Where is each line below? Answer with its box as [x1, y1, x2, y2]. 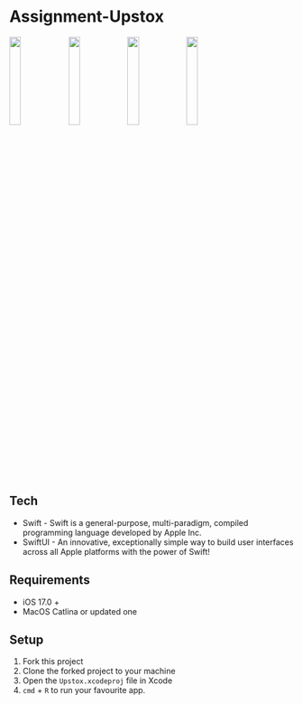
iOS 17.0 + [22, 596, 60, 607]
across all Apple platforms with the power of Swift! [22, 546, 210, 557]
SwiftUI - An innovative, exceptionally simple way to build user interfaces [22, 536, 294, 548]
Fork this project [22, 656, 84, 667]
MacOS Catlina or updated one [22, 605, 138, 616]
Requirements [9, 572, 90, 588]
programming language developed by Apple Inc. [22, 527, 202, 538]
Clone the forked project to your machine [22, 666, 176, 677]
